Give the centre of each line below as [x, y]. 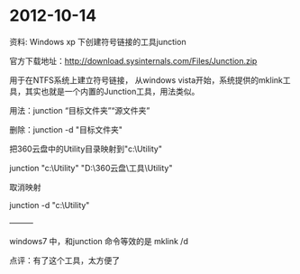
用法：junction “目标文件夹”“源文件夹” [80, 110]
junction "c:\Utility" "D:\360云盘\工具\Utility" [91, 168]
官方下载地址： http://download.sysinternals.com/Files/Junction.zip [133, 60]
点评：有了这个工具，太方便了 [64, 260]
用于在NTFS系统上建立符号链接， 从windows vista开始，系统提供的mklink [146, 80]
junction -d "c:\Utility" [50, 205]
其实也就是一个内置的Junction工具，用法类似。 [112, 91]
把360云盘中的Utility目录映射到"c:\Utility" [86, 149]
